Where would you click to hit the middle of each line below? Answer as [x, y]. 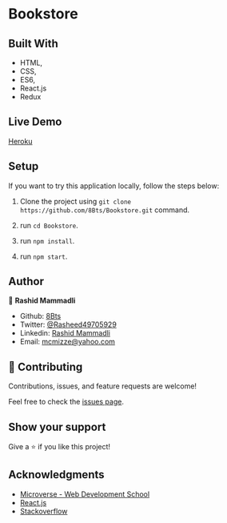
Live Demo [35, 122]
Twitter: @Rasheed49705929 [68, 324]
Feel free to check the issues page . [66, 402]
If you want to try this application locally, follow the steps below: [114, 186]
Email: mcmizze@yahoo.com [68, 342]
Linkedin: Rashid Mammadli [65, 333]
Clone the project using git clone [76, 201]
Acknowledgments [57, 475]
